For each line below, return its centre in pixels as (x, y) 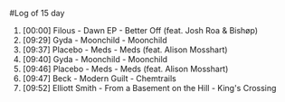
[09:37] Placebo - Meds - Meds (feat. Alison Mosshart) (125, 50)
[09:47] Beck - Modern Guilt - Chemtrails (99, 79)
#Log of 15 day (37, 13)
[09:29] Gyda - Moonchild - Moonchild (95, 40)
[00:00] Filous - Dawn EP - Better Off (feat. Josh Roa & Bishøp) (140, 30)
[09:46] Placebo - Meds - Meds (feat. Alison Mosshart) (125, 69)
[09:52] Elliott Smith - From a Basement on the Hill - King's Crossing (149, 88)
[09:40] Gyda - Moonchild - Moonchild (95, 59)
